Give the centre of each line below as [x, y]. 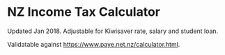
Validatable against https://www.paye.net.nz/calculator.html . [94, 44]
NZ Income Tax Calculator [84, 12]
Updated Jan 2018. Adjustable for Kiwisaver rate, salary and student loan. [113, 31]
